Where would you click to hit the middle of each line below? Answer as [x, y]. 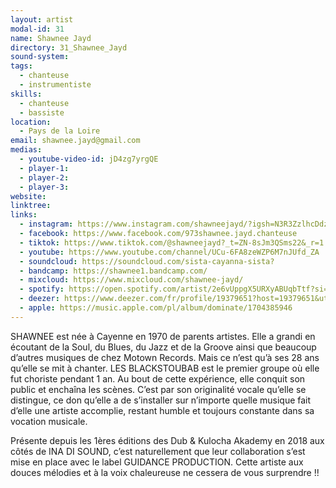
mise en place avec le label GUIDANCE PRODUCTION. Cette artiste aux [157, 462]
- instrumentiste [55, 85]
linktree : [31, 206]
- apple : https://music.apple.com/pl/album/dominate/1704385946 [156, 308]
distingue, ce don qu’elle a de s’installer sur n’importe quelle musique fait [161, 400]
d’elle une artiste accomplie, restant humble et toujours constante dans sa [162, 410]
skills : [26, 94]
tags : [21, 66]
